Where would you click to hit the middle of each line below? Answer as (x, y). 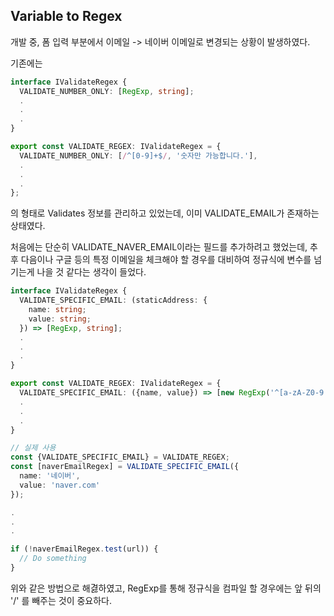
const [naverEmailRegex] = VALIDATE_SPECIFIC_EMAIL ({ (125, 467)
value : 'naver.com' (60, 485)
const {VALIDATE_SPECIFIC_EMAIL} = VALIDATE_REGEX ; (120, 457)
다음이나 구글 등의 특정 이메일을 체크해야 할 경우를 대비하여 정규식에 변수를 (166, 260)
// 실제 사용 (33, 448)
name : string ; (57, 310)
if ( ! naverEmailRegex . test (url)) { (84, 549)
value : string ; (60, 319)
